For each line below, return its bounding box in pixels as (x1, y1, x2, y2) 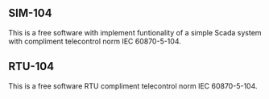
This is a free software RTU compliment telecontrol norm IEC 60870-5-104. (8, 80, 258, 91)
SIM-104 (8, 6, 52, 20)
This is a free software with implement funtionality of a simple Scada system (8, 27, 262, 37)
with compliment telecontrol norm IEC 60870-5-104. (8, 36, 181, 46)
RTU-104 (8, 60, 55, 73)
